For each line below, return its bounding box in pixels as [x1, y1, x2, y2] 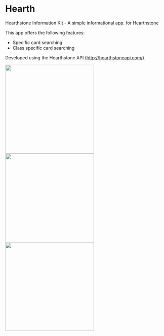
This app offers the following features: [5, 29, 85, 35]
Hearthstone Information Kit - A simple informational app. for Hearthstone [5, 20, 159, 26]
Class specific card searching [12, 45, 75, 51]
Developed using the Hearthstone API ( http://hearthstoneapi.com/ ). [5, 54, 146, 61]
